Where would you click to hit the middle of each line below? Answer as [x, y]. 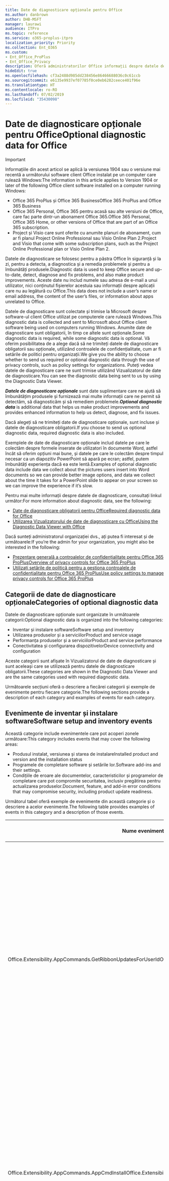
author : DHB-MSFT [23, 19]
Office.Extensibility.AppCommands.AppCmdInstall [67, 1172]
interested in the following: [33, 547]
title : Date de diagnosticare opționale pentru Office [64, 10]
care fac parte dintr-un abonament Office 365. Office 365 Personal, [81, 217]
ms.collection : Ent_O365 [31, 47]
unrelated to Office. [25, 302]
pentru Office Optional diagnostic [76, 135]
